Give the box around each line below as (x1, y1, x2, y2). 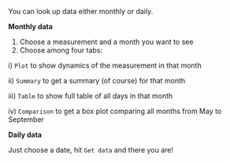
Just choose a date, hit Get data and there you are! (8, 145, 174, 154)
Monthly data (8, 22, 54, 31)
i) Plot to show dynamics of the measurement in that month (8, 61, 202, 70)
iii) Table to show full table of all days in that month (8, 91, 173, 101)
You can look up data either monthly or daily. (8, 7, 154, 16)
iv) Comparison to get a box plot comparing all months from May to (8, 106, 222, 116)
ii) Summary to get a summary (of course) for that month (8, 76, 186, 85)
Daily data (8, 130, 42, 139)
